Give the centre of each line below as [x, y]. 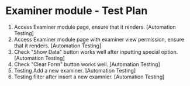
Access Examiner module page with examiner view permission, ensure [99, 39]
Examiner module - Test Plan [77, 11]
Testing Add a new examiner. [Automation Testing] [75, 70]
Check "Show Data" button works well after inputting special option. [96, 51]
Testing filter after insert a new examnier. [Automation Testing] [89, 77]
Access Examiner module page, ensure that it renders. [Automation [95, 27]
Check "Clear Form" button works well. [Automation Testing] [87, 64]
